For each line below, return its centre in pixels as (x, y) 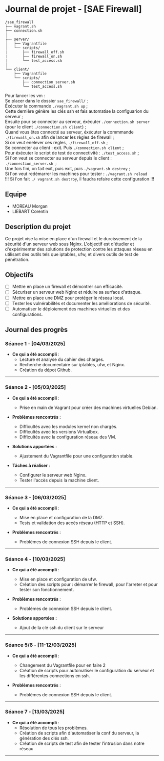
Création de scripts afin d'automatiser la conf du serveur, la (79, 733)
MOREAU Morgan (30, 206)
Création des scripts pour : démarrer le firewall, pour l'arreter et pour (89, 584)
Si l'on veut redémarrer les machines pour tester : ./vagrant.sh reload (76, 174)
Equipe (16, 194)
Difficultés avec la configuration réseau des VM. (68, 437)
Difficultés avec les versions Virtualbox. (59, 431)
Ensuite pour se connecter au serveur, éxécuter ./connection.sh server (77, 122)
